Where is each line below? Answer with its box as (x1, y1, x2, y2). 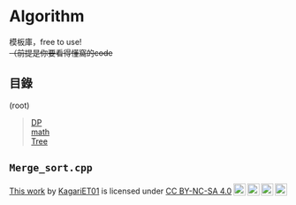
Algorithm (9, 6, 85, 27)
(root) (9, 100, 30, 110)
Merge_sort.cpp (9, 162, 93, 174)
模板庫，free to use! (9, 36, 82, 47)
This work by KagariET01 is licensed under (9, 186, 164, 196)
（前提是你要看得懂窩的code (9, 47, 113, 58)
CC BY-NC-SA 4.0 (165, 186, 232, 196)
